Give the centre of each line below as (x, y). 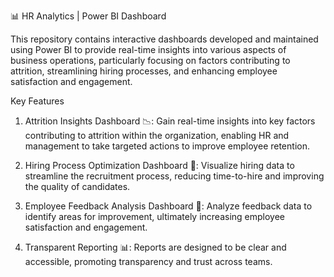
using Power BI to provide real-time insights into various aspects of (148, 49)
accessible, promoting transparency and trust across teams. (148, 261)
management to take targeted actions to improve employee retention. (167, 146)
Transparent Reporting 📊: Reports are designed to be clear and (155, 247)
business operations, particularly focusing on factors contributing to (150, 60)
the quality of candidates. (77, 186)
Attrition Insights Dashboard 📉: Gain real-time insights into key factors (170, 121)
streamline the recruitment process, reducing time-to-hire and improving (174, 176)
